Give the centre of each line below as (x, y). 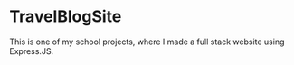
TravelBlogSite (66, 17)
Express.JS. (32, 51)
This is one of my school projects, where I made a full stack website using (147, 42)
